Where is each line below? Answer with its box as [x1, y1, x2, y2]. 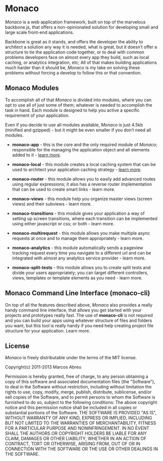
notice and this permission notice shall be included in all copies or [5, 405, 137, 410]
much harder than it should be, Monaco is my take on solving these [5, 64, 140, 71]
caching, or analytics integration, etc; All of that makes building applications [5, 59, 157, 65]
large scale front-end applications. [5, 29, 74, 35]
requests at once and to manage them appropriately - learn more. [12, 235, 144, 241]
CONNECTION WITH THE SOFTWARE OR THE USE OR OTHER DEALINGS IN [5, 446, 158, 452]
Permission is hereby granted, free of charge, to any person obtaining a [5, 373, 148, 380]
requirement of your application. [5, 112, 70, 118]
